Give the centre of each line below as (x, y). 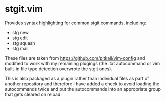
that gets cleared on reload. (34, 94)
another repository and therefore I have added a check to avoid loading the (82, 84)
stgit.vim (24, 9)
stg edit (20, 38)
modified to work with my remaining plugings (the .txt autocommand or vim (83, 63)
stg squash (24, 43)
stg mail (20, 48)
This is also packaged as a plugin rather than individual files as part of (77, 78)
